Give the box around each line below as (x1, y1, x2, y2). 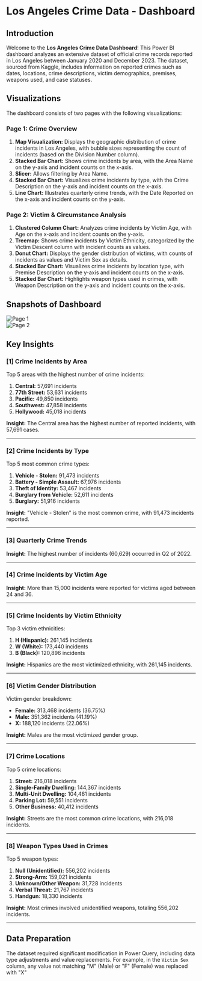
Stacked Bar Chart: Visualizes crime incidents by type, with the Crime (14, 176, 189, 184)
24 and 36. (6, 591, 33, 598)
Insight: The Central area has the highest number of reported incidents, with (6, 419, 196, 426)
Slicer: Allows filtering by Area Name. (14, 170, 108, 177)
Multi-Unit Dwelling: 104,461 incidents (14, 790, 111, 798)
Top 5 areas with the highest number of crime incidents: (6, 371, 145, 378)
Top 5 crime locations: (6, 766, 62, 773)
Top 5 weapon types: (6, 855, 59, 863)
